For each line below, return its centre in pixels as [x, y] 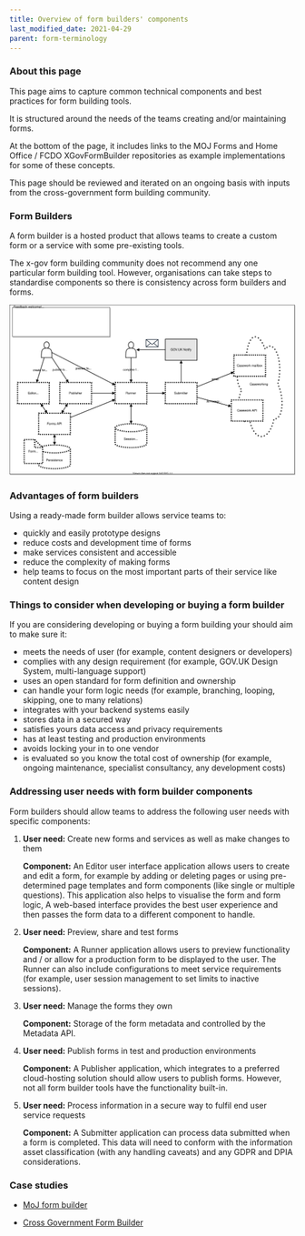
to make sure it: [39, 634]
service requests [54, 1115]
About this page [45, 71]
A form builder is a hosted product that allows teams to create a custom [143, 236]
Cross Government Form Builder [83, 1222]
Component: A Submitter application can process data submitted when [156, 1132]
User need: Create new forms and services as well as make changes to [156, 839]
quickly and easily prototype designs [91, 533]
